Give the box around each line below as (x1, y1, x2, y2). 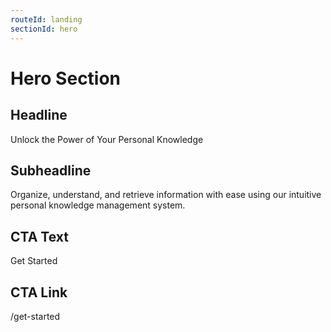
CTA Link (10, 284, 68, 301)
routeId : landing (10, 14, 83, 25)
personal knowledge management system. (10, 199, 186, 211)
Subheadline (10, 162, 92, 179)
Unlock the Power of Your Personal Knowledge (10, 133, 204, 145)
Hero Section (10, 67, 122, 90)
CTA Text (10, 228, 69, 245)
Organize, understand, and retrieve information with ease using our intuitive (10, 189, 322, 201)
